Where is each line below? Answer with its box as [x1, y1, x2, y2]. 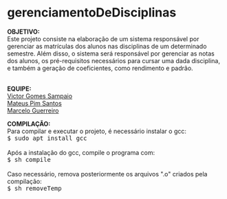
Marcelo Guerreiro [7, 106, 59, 115]
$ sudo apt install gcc [7, 134, 87, 142]
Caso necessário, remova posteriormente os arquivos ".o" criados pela [7, 169, 208, 178]
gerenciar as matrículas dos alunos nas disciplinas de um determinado [7, 42, 207, 50]
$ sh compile [7, 156, 52, 163]
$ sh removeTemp [7, 184, 62, 192]
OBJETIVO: [7, 27, 40, 36]
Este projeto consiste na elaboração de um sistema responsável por [7, 34, 199, 43]
